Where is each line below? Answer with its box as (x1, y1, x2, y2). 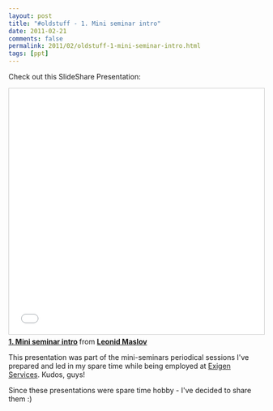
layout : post (8, 11, 53, 20)
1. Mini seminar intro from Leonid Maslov (8, 337, 147, 346)
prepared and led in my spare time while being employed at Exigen (8, 362, 231, 370)
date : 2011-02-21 (8, 27, 67, 35)
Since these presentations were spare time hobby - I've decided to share (8, 386, 252, 395)
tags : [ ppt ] (8, 49, 49, 58)
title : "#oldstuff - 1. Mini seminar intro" (8, 19, 161, 28)
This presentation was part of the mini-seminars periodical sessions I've (8, 353, 250, 362)
